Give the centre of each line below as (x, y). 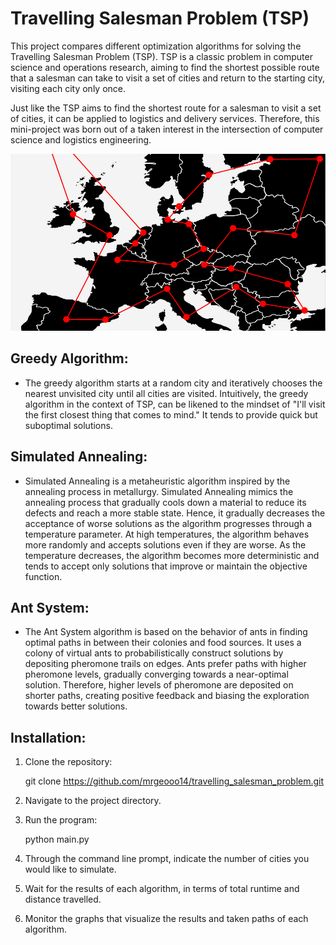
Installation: (48, 737)
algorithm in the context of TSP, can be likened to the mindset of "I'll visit (175, 404)
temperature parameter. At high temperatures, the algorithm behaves (167, 534)
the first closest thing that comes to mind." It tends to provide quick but (171, 414)
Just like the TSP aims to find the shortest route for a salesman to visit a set (166, 108)
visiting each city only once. (68, 88)
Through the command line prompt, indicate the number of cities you (167, 859)
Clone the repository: (68, 762)
